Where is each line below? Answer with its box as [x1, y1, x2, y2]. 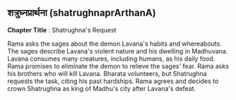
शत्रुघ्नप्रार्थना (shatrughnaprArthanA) [7, 7, 157, 19]
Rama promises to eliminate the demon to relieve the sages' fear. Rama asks [7, 61, 230, 70]
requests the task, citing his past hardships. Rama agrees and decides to [7, 77, 219, 85]
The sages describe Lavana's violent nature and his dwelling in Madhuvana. [7, 46, 228, 55]
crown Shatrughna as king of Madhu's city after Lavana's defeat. [7, 84, 196, 92]
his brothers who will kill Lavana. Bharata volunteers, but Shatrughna [7, 69, 207, 77]
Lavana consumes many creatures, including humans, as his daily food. [7, 54, 216, 63]
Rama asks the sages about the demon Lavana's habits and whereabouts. [7, 39, 223, 48]
